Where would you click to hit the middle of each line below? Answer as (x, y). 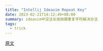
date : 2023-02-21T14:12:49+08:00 (40, 14)
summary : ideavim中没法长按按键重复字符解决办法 (51, 19)
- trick (18, 28)
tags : (11, 24)
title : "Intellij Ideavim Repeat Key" (46, 10)
